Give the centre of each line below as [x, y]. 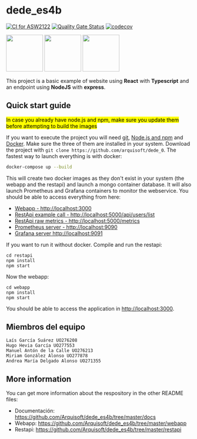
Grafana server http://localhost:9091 [59, 233]
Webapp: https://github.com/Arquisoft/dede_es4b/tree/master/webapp [101, 423]
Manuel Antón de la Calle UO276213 [50, 351]
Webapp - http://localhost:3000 [53, 208]
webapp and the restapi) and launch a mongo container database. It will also [99, 184]
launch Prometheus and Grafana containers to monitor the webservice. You [97, 190]
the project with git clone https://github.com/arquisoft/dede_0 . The [91, 150]
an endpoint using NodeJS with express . [56, 87]
